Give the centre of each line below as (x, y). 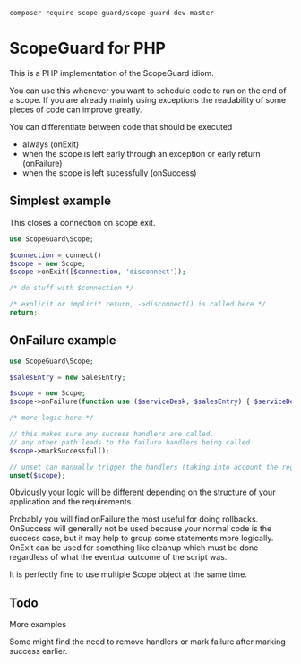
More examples (38, 625)
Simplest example (60, 201)
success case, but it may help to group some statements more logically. (142, 539)
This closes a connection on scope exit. (82, 222)
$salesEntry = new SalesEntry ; (68, 377)
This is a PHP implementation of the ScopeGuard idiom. (112, 73)
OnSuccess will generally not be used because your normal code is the (141, 529)
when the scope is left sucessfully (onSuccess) (109, 172)
